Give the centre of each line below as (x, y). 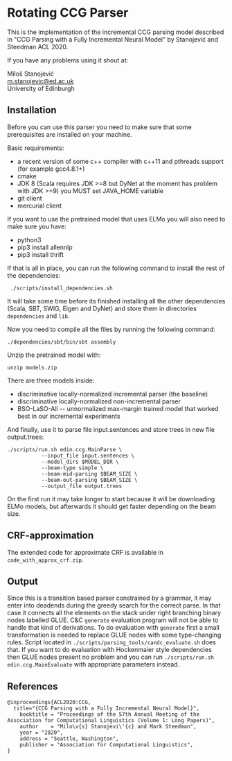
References (33, 686)
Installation (32, 110)
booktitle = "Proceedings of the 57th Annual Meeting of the (109, 714)
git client (30, 198)
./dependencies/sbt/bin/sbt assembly (62, 342)
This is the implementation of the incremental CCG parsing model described (116, 32)
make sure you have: (37, 226)
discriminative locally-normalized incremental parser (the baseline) (113, 394)
